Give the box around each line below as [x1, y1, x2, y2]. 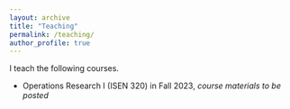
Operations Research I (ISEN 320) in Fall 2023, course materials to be [22, 80, 282, 91]
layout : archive [9, 13, 70, 23]
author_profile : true [9, 38, 91, 48]
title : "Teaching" [9, 22, 78, 31]
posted [22, 90, 50, 101]
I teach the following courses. [9, 63, 120, 74]
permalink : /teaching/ [9, 30, 95, 39]
